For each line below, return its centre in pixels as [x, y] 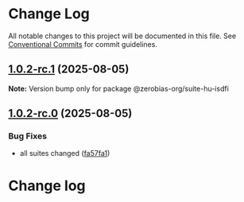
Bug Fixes [28, 136]
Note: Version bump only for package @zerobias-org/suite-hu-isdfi [118, 88]
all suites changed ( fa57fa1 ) [65, 153]
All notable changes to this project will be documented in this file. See [122, 36]
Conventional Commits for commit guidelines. [83, 44]
